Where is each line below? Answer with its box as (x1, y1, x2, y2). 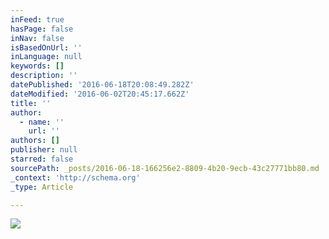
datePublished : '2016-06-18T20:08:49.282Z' (10, 80, 195, 90)
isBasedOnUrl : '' (10, 42, 83, 53)
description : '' (10, 71, 78, 81)
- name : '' (19, 117, 65, 127)
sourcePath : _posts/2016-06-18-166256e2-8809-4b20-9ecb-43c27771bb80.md (10, 163, 320, 173)
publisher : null (10, 145, 78, 155)
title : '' (10, 98, 52, 108)
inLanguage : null (10, 52, 83, 62)
